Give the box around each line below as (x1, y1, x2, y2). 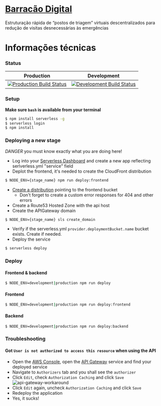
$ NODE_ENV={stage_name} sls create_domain (5, 217, 96, 222)
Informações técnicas (5, 42, 96, 54)
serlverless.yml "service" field (12, 163, 74, 169)
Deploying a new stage (5, 137, 61, 144)
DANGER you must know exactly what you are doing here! (5, 148, 123, 154)
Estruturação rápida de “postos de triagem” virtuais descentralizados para (5, 20, 156, 26)
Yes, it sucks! (12, 395, 39, 401)
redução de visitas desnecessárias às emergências (5, 25, 109, 31)
